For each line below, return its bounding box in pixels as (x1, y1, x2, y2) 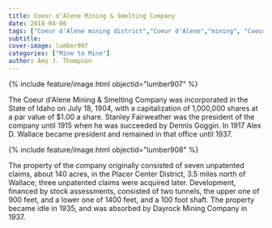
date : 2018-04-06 (8, 19, 67, 27)
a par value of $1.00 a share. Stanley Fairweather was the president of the (8, 112, 255, 121)
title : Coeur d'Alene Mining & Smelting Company (8, 11, 176, 20)
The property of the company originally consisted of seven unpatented (8, 160, 244, 170)
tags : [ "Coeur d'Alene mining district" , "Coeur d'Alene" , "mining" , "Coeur (8, 27, 266, 35)
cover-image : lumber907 (8, 42, 89, 50)
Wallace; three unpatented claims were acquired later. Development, (8, 177, 236, 187)
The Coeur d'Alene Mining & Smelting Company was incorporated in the (8, 95, 249, 104)
